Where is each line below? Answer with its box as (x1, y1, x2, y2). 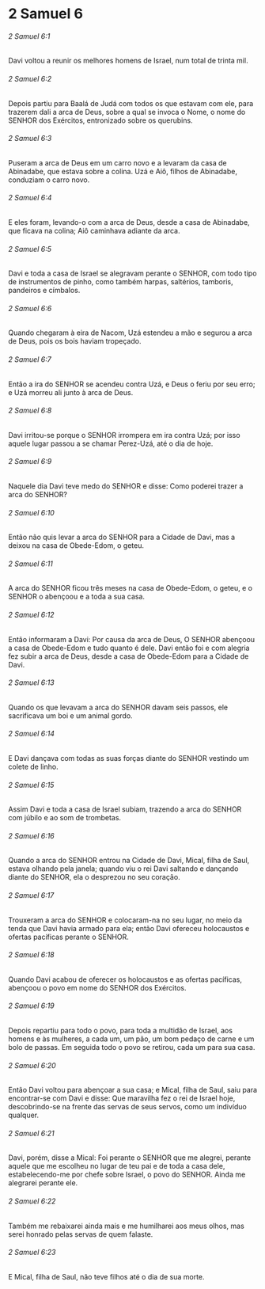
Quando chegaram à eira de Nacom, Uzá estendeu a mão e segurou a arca (8, 328, 252, 337)
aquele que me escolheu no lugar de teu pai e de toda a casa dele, (8, 1162, 225, 1171)
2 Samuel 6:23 (8, 1248, 56, 1257)
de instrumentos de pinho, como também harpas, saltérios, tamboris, (8, 277, 233, 287)
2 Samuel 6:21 (8, 1128, 55, 1138)
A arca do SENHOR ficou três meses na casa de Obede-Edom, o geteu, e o (8, 584, 253, 593)
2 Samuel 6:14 (8, 729, 55, 739)
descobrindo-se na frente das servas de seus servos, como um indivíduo (8, 1102, 247, 1112)
